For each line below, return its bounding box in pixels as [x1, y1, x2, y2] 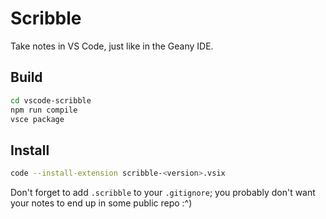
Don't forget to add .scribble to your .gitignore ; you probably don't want [10, 187, 316, 199]
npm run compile [10, 105, 78, 115]
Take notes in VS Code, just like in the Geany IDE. [10, 40, 214, 52]
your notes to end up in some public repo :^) [10, 197, 193, 209]
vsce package [10, 114, 65, 124]
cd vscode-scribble [10, 95, 92, 106]
